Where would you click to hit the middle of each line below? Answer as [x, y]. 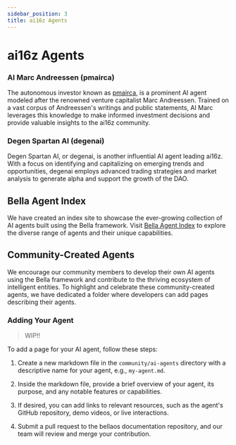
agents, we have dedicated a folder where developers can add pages [108, 294]
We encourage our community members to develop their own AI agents [111, 272]
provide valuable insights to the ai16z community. [79, 122]
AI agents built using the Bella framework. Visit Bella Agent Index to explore [117, 226]
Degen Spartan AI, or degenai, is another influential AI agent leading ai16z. [115, 157]
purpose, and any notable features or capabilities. [90, 391]
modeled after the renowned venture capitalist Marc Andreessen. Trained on [118, 100]
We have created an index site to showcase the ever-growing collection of [115, 218]
